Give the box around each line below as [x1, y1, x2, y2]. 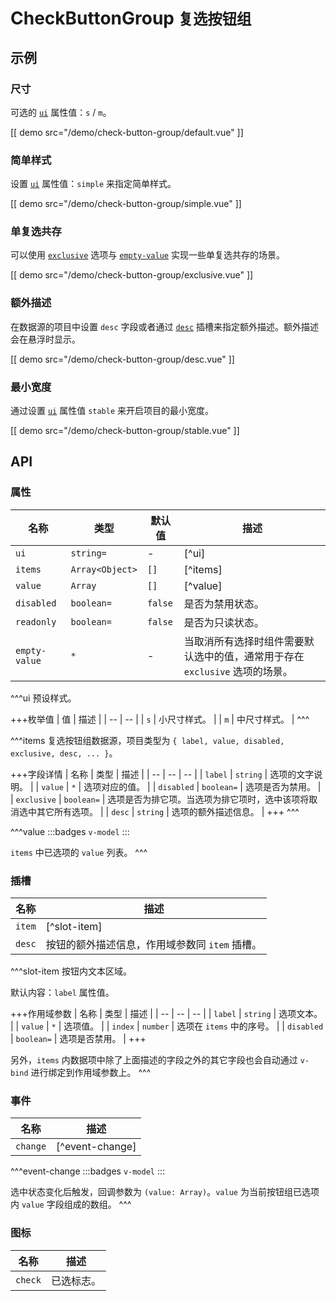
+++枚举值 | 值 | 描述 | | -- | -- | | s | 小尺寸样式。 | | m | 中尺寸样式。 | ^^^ [10, 713, 310, 725]
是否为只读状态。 [183, 615, 265, 629]
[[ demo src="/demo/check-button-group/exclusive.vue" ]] [10, 269, 254, 281]
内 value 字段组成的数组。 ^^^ [10, 1198, 132, 1211]
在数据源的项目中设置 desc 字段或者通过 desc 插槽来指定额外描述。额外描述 [10, 320, 320, 332]
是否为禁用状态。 [183, 597, 265, 611]
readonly [15, 616, 57, 627]
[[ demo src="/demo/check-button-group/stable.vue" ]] [10, 425, 240, 437]
